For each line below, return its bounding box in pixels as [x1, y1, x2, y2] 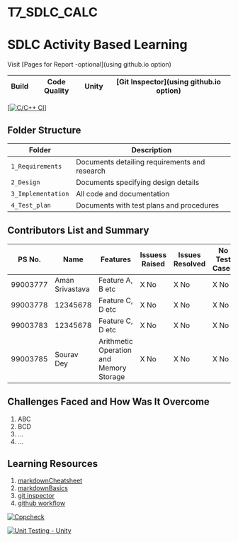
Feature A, [98, 275, 133, 285]
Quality [43, 86, 69, 96]
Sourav [55, 349, 79, 359]
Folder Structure [7, 124, 81, 136]
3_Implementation [11, 189, 69, 198]
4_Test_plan [11, 201, 52, 209]
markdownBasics [17, 484, 69, 492]
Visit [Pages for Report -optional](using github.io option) [7, 60, 172, 69]
